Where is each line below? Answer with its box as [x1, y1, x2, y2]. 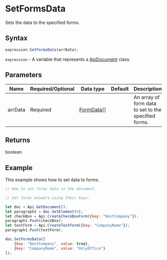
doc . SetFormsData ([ [5, 237, 46, 242]
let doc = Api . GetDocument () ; [5, 204, 68, 210]
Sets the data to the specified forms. [5, 19, 80, 25]
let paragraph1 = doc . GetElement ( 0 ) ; [5, 209, 83, 214]
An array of [133, 94, 160, 101]
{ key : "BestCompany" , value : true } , [14, 241, 90, 246]
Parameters [5, 71, 42, 79]
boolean [5, 149, 22, 155]
